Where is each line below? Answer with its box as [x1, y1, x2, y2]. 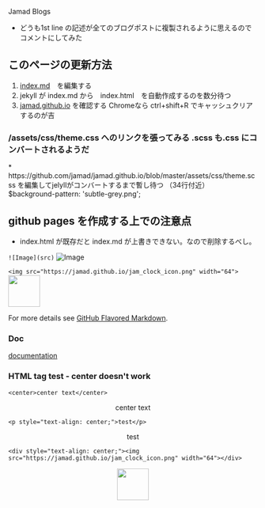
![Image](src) [8, 253, 55, 262]
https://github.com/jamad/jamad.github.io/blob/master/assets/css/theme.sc [8, 171, 256, 180]
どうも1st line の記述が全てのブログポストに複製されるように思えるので [19, 23, 252, 32]
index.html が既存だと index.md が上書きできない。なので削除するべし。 [19, 237, 256, 246]
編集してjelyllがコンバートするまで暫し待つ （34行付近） [24, 180, 210, 190]
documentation [8, 351, 58, 361]
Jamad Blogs [8, 7, 51, 16]
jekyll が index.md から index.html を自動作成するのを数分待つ [19, 90, 232, 100]
